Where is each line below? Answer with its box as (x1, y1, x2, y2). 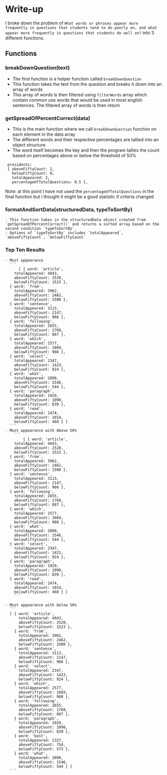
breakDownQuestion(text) (5, 64, 70, 71)
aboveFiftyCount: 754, (18, 742, 66, 747)
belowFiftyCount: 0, (11, 171, 55, 176)
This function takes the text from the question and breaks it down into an (12, 81, 162, 87)
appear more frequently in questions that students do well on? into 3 (5, 29, 155, 35)
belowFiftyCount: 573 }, (18, 747, 70, 752)
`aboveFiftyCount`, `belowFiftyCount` (5, 235, 86, 240)
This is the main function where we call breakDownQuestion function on (12, 126, 157, 132)
